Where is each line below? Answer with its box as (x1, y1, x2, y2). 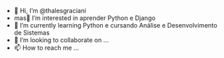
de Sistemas (13, 28, 50, 37)
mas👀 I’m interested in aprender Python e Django (13, 14, 156, 22)
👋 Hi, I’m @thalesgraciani (13, 7, 86, 14)
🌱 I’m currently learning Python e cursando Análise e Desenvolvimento (13, 21, 218, 29)
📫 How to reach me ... (13, 43, 79, 52)
